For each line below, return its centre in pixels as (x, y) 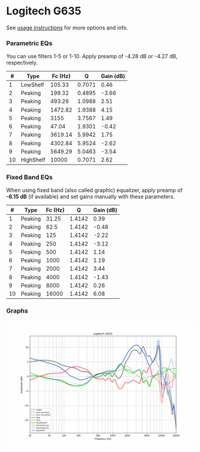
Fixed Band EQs (29, 177)
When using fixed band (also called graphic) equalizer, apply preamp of (94, 190)
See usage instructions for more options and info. (67, 28)
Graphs (17, 311)
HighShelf (33, 160)
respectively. (22, 63)
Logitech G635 (44, 11)
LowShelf (32, 85)
